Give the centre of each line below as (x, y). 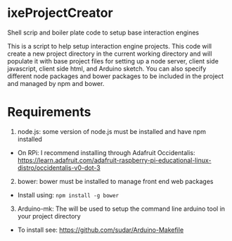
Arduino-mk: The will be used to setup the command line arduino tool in (121, 209)
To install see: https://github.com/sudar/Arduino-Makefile (101, 230)
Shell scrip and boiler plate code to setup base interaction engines (103, 32)
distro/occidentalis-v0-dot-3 (59, 168)
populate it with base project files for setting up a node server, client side (113, 61)
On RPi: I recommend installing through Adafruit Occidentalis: (106, 152)
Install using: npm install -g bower (68, 194)
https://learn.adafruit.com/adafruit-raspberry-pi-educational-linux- (114, 160)
